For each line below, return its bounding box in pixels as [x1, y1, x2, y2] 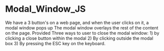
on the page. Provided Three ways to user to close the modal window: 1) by [5, 30, 160, 36]
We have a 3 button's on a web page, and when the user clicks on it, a [5, 20, 149, 25]
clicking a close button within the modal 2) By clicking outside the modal [5, 35, 154, 41]
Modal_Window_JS [5, 3, 86, 15]
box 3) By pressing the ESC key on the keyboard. [5, 40, 106, 46]
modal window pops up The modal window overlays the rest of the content [5, 25, 159, 30]
